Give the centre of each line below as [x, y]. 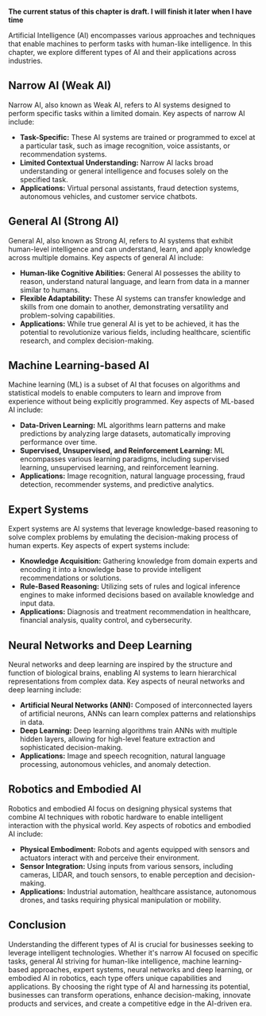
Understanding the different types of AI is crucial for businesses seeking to [131, 944]
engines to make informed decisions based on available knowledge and [137, 595]
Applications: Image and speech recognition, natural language [123, 756]
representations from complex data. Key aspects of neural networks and [127, 681]
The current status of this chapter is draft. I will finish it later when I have [130, 12]
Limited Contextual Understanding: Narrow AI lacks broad [116, 162]
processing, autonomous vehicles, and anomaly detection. [115, 765]
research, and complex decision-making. [87, 341]
